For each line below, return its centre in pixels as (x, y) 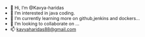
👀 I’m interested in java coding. (42, 13)
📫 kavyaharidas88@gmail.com (43, 29)
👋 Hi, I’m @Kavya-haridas (37, 8)
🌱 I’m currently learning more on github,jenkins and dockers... (75, 18)
